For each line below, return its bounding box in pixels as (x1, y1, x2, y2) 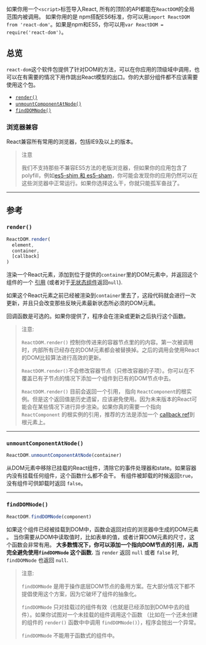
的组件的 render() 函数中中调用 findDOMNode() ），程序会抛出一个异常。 (21, 619, 199, 626)
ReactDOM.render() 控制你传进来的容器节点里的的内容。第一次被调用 (21, 339, 194, 346)
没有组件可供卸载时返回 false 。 (6, 480, 86, 487)
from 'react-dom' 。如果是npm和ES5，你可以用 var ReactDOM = (6, 21, 164, 28)
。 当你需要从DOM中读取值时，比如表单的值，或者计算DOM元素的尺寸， (6, 533, 189, 540)
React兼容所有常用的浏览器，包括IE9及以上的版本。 (6, 138, 137, 146)
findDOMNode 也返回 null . (6, 556, 69, 564)
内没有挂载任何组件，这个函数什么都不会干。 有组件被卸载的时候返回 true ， (6, 472, 196, 480)
